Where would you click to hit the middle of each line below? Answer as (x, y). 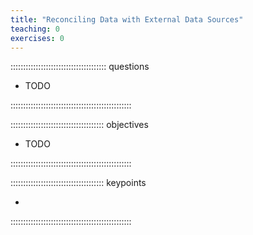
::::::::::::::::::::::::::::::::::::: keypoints (78, 183)
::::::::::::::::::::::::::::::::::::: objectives (79, 125)
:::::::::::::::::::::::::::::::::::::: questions (80, 67)
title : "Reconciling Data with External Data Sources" (127, 19)
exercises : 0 (37, 38)
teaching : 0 (35, 29)
